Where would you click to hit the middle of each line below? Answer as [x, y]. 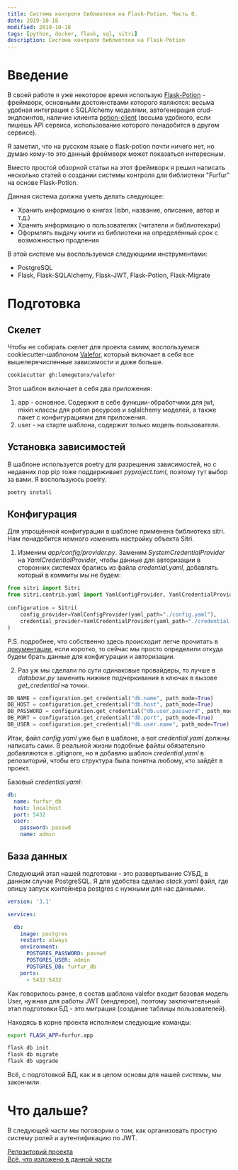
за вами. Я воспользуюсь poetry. [57, 479]
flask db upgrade [33, 1061]
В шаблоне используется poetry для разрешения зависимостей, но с [112, 464]
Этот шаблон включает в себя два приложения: [80, 388]
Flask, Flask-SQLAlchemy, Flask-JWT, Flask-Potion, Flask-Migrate [114, 275]
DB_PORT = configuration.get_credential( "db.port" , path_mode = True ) [110, 718]
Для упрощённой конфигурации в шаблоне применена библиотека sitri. [116, 531]
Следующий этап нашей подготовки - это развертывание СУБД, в [108, 873]
